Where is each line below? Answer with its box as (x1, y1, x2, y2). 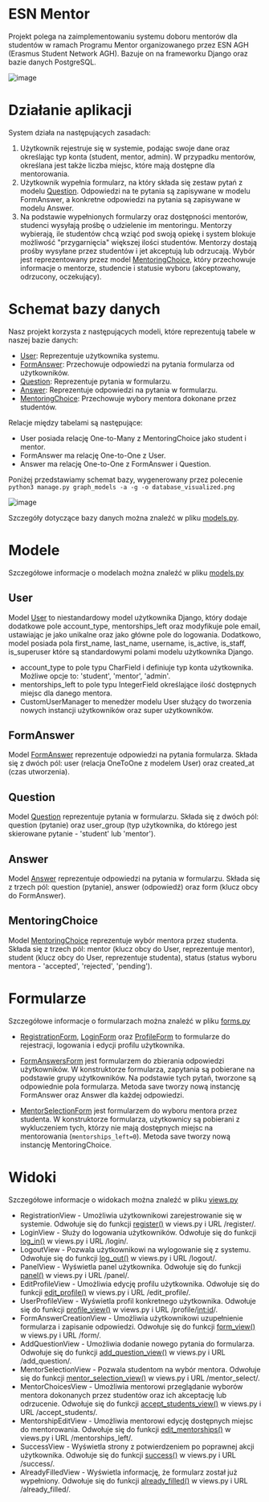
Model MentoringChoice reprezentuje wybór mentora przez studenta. (8, 936, 238, 945)
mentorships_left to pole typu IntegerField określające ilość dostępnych (19, 679, 257, 689)
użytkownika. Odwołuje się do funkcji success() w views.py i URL (19, 1450, 237, 1459)
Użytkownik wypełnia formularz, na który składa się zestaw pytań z (19, 177, 243, 187)
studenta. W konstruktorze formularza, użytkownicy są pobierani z (19, 1114, 241, 1124)
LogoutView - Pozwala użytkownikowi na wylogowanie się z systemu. (19, 1244, 251, 1254)
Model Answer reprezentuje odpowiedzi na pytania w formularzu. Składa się (8, 873, 261, 883)
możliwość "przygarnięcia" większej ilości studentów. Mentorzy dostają (19, 237, 257, 247)
